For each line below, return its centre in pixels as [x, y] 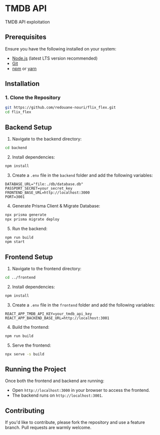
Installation [22, 84]
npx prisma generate [26, 215]
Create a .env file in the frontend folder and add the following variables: [83, 305]
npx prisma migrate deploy [32, 219]
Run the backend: [30, 228]
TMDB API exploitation [27, 22]
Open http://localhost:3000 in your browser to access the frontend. [81, 390]
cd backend [16, 148]
